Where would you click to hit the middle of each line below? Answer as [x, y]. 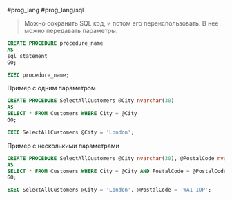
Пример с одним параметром [51, 88]
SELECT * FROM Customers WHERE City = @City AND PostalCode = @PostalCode [117, 171]
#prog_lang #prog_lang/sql [46, 10]
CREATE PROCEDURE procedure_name [55, 43]
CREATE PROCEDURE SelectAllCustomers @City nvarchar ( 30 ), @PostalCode [111, 158]
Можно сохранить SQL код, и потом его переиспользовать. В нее [121, 23]
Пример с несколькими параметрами [63, 146]
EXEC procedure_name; [38, 75]
